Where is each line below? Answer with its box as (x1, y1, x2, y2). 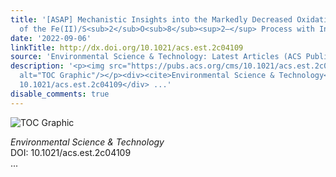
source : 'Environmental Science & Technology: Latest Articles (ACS (10, 52, 302, 62)
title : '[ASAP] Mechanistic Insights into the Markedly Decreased (10, 14, 293, 25)
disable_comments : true (10, 89, 110, 99)
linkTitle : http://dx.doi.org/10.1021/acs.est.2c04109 (10, 42, 244, 53)
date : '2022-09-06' (10, 33, 92, 43)
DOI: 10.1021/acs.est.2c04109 (10, 146, 132, 158)
